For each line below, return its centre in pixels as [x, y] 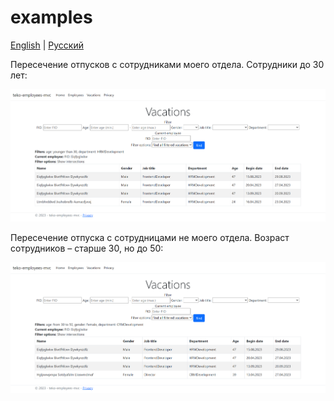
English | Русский [47, 45]
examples [51, 17]
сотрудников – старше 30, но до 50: [87, 248]
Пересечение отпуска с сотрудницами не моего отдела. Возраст [150, 237]
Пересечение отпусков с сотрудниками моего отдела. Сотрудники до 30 [167, 64]
